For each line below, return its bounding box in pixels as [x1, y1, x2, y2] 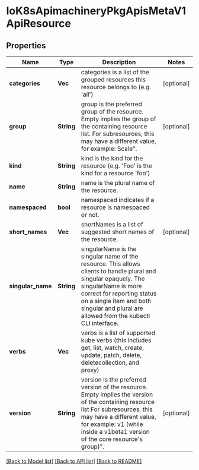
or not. [81, 211, 99, 219]
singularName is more [81, 282, 142, 290]
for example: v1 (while [81, 420, 143, 428]
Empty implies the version [81, 390, 153, 399]
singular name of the [81, 253, 139, 260]
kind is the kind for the [81, 154, 143, 162]
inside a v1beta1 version [81, 428, 150, 436]
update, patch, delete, [81, 351, 142, 359]
